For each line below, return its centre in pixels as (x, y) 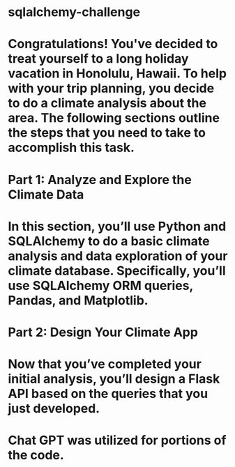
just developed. (54, 409)
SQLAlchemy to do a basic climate (109, 241)
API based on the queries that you (108, 394)
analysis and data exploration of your (118, 256)
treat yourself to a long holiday (98, 59)
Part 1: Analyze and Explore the (100, 179)
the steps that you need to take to (107, 133)
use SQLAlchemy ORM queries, (101, 285)
